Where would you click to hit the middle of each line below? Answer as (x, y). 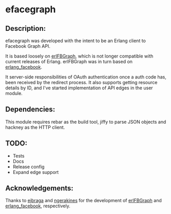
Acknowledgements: (39, 188)
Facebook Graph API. (28, 46)
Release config (28, 167)
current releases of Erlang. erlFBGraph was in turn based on (69, 62)
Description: (26, 28)
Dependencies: (30, 110)
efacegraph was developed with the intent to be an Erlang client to (76, 41)
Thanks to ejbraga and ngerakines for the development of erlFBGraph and (83, 201)
